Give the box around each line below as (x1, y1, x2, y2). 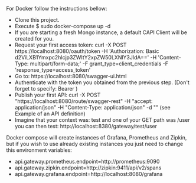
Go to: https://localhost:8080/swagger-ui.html (14, 73, 127, 79)
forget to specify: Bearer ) (14, 85, 78, 92)
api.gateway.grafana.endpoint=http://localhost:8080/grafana (14, 171, 163, 177)
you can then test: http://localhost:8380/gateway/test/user (14, 123, 158, 129)
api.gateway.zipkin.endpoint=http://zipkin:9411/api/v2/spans (14, 164, 162, 171)
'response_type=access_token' (14, 66, 91, 73)
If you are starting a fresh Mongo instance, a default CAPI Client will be (14, 29, 188, 36)
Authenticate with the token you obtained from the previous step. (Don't (14, 79, 190, 86)
